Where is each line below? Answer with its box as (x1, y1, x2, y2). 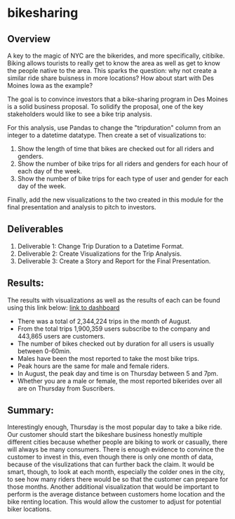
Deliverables (7, 223, 64, 235)
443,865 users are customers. (17, 331, 105, 340)
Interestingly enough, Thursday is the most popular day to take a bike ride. (7, 423, 222, 431)
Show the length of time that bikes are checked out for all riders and (17, 145, 215, 152)
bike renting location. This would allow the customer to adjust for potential (7, 497, 222, 506)
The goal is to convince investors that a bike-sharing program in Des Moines (7, 95, 228, 103)
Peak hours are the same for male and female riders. (17, 362, 170, 370)
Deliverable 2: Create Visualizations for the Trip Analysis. (17, 249, 182, 258)
